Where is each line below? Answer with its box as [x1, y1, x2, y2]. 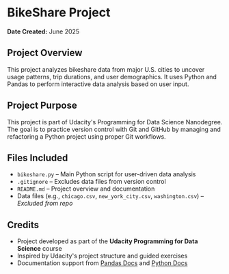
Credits [7, 219, 40, 230]
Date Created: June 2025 [7, 27, 80, 36]
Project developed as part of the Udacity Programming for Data [16, 237, 198, 245]
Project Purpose [7, 100, 77, 111]
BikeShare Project [7, 5, 111, 20]
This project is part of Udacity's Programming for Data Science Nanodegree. [7, 118, 223, 126]
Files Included [7, 152, 68, 163]
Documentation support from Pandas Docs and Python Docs [16, 259, 188, 267]
